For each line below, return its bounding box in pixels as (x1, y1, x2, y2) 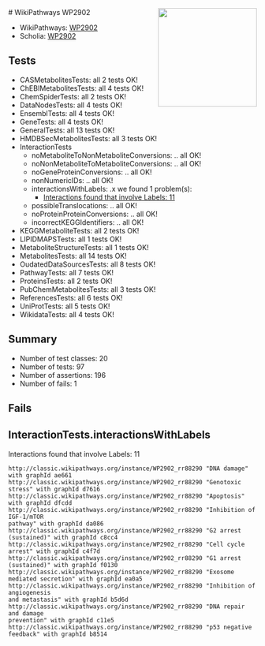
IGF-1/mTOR (8, 513, 44, 521)
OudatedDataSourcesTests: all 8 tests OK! (19, 260, 156, 269)
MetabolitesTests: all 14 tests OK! (19, 251, 128, 260)
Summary (8, 333, 58, 346)
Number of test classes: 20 (19, 353, 108, 363)
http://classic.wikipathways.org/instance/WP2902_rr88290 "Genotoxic (8, 478, 242, 486)
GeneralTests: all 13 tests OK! (19, 125, 115, 135)
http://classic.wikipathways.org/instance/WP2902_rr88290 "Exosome (8, 568, 235, 576)
